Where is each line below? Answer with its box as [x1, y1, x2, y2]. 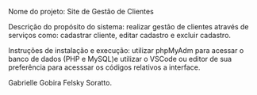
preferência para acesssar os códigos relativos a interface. [8, 63, 201, 72]
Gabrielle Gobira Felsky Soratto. [8, 78, 113, 87]
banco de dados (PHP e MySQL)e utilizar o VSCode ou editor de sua [8, 55, 232, 63]
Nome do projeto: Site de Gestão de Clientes [8, 7, 155, 16]
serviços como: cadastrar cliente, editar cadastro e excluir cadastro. [8, 31, 232, 40]
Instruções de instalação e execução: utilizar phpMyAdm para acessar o [8, 46, 244, 55]
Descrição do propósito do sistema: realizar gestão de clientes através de [8, 22, 249, 31]
